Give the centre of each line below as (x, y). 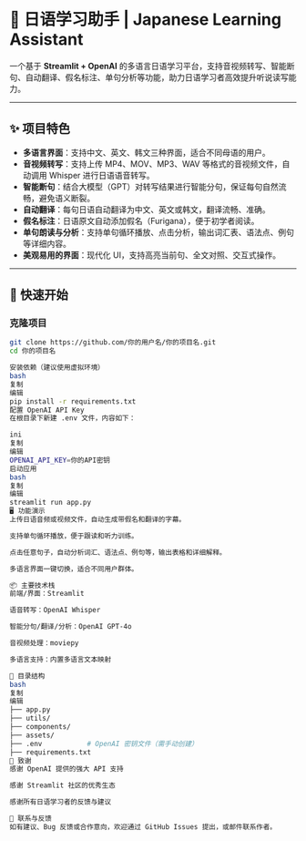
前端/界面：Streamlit (47, 594)
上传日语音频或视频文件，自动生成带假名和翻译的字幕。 (98, 520)
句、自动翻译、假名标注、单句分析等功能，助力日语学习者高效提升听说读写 (149, 77)
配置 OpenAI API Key (47, 410)
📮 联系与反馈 (31, 819)
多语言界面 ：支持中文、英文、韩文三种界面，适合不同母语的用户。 (146, 152)
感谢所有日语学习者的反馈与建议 (61, 802)
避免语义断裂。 (67, 198)
